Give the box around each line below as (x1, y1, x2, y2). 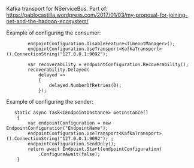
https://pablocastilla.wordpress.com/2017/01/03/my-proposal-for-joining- (6, 11, 188, 18)
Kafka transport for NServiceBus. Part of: (6, 5, 108, 12)
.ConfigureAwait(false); (38, 151, 101, 157)
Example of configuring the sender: (6, 98, 94, 105)
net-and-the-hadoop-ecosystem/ (6, 18, 89, 24)
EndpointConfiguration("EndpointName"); (6, 125, 109, 131)
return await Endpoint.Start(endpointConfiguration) (28, 146, 162, 152)
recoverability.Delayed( (28, 67, 90, 73)
